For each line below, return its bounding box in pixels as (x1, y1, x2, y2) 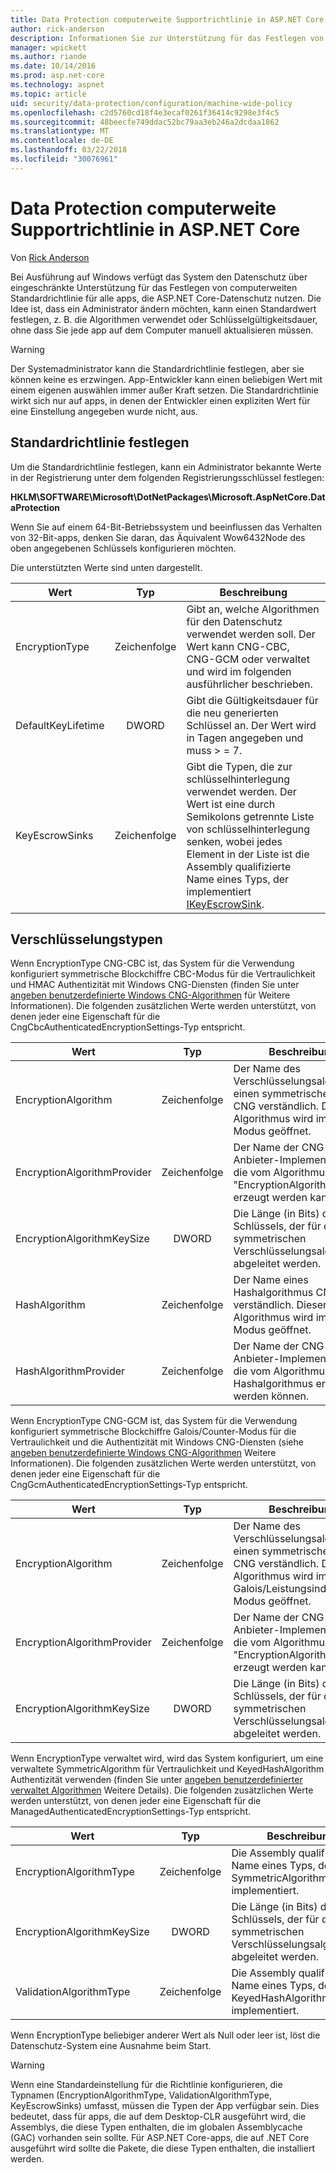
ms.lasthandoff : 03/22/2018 (10, 145, 128, 155)
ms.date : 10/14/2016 (10, 61, 97, 71)
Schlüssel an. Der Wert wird (186, 718, 317, 732)
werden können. (233, 1389, 310, 1403)
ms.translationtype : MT (10, 126, 110, 136)
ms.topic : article (10, 89, 87, 99)
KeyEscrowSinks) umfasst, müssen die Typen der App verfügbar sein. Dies (10, 2100, 320, 2112)
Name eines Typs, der (186, 872, 290, 886)
